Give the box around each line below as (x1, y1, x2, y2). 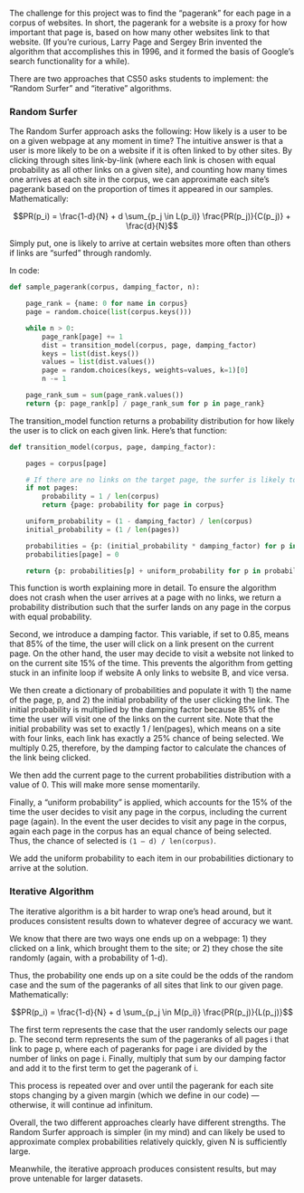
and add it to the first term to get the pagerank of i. (9, 1063, 199, 1074)
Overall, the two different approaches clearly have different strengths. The (9, 1117, 287, 1128)
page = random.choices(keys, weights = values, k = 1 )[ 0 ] (42, 366, 249, 375)
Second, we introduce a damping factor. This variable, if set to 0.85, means (9, 629, 290, 640)
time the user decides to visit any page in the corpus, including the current (9, 806, 288, 817)
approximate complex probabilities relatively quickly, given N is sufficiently (9, 1136, 288, 1147)
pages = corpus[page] (25, 459, 107, 468)
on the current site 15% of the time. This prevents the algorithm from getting (9, 658, 293, 669)
